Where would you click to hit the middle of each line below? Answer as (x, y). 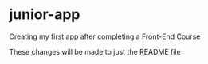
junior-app (45, 15)
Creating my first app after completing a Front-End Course (105, 36)
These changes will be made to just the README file (95, 51)
